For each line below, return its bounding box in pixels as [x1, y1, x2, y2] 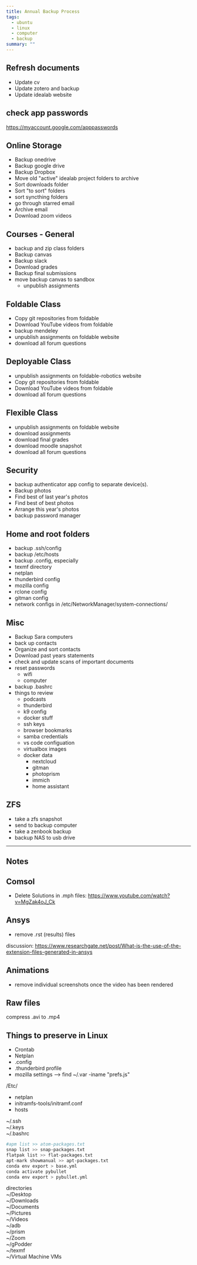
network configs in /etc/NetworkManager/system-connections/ [14, 601, 168, 608]
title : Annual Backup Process [6, 8, 80, 15]
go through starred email [14, 200, 75, 207]
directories [6, 1185, 32, 1192]
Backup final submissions [14, 270, 77, 277]
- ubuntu [11, 19, 33, 25]
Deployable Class [6, 357, 72, 367]
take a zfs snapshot [14, 815, 63, 822]
